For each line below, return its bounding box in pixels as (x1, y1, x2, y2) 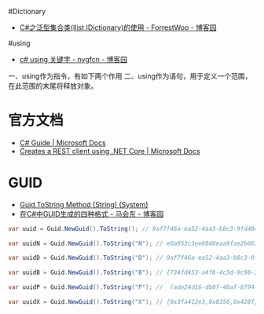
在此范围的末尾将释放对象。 (8, 82, 98, 90)
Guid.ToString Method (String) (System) (19, 199, 148, 209)
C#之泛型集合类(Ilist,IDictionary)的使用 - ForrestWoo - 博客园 (19, 23, 217, 32)
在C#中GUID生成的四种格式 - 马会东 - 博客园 (19, 209, 164, 218)
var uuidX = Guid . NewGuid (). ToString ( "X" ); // (8, 298, 163, 305)
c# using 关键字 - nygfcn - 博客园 (19, 55, 128, 64)
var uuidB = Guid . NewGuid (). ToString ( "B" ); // (8, 268, 163, 277)
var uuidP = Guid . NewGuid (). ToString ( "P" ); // (8, 283, 163, 291)
